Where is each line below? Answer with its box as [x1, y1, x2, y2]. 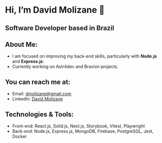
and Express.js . [12, 59, 44, 64]
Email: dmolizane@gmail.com [12, 91, 72, 97]
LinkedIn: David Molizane [12, 96, 63, 102]
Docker [12, 134, 27, 140]
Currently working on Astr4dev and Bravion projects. [12, 63, 119, 70]
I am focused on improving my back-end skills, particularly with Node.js [12, 53, 157, 59]
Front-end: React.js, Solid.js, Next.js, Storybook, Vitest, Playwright [12, 123, 145, 129]
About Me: [5, 40, 38, 48]
